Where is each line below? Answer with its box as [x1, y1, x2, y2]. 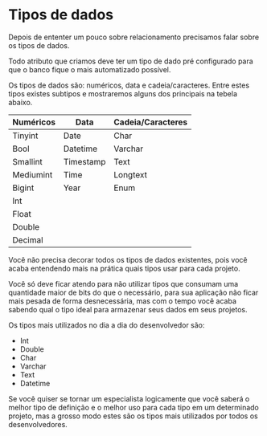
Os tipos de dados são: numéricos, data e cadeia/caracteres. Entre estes [8, 80, 250, 90]
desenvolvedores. [8, 419, 68, 429]
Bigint [12, 182, 35, 194]
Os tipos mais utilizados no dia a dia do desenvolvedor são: [8, 320, 205, 330]
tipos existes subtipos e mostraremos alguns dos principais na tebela [8, 88, 238, 98]
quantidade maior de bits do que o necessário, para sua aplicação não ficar [8, 287, 259, 297]
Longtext [113, 169, 147, 180]
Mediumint [12, 169, 53, 180]
